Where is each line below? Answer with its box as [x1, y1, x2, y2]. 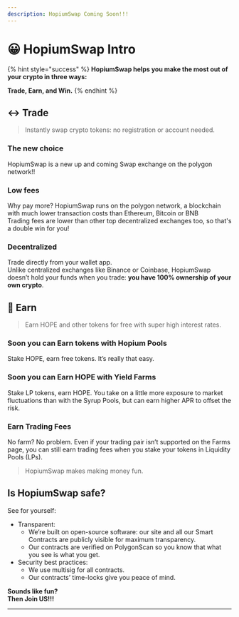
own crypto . [7, 281, 44, 290]
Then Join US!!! [7, 594, 55, 603]
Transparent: [17, 520, 55, 529]
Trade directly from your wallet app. [7, 258, 112, 267]
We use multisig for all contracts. [28, 565, 125, 574]
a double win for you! [7, 224, 70, 233]
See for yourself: [7, 506, 57, 514]
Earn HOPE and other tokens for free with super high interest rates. [24, 320, 222, 329]
